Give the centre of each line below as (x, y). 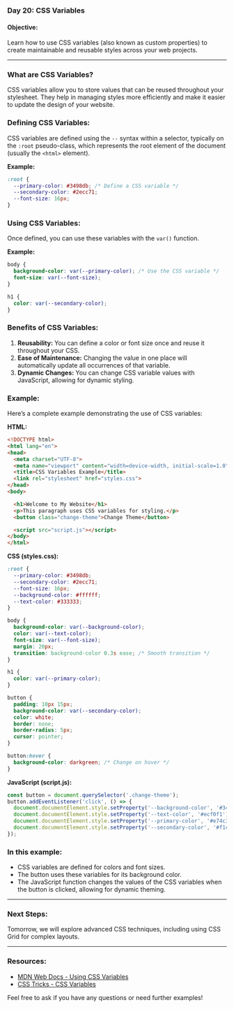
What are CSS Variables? (50, 75)
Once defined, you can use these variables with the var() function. (103, 238)
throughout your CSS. (48, 350)
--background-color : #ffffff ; (57, 595)
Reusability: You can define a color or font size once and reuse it (111, 343)
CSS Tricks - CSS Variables (56, 984)
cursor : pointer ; (39, 737)
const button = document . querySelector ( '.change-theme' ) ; (93, 795)
